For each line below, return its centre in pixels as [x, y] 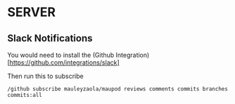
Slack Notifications [50, 38]
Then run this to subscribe [45, 76]
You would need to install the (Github [61, 55]
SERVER [32, 12]
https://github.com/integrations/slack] [64, 63]
